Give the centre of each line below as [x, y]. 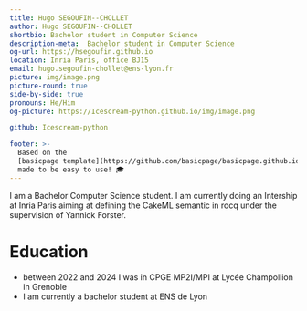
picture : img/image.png [55, 78]
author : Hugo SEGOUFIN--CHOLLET [71, 26]
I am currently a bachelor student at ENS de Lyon [115, 296]
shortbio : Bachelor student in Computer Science [104, 35]
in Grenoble [44, 286]
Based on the [42, 153]
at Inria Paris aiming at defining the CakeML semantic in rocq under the [143, 205]
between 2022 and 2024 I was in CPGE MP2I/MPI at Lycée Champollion [158, 277]
